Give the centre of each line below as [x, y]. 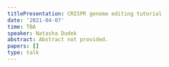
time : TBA [22, 27]
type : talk [23, 53]
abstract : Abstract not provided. [58, 40]
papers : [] [23, 46]
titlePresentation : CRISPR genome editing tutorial [84, 14]
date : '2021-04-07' [36, 20]
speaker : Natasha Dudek [42, 33]
